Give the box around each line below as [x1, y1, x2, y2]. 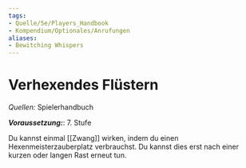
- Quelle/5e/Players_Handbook [8, 19, 109, 27]
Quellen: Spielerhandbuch [8, 102, 94, 112]
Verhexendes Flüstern [8, 76, 159, 94]
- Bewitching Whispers [8, 42, 84, 50]
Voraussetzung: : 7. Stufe [8, 118, 92, 128]
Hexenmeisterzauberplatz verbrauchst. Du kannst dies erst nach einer [8, 142, 240, 152]
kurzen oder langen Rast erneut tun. [8, 150, 127, 160]
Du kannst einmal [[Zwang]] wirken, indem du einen [8, 134, 179, 143]
